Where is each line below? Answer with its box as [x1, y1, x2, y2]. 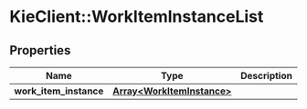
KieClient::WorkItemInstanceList [9, 6, 264, 27]
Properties [9, 43, 71, 58]
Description [240, 70, 292, 82]
